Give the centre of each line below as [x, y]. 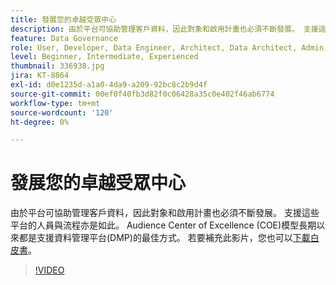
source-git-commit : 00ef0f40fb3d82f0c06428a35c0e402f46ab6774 [142, 94]
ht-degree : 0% [40, 122]
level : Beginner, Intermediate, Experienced [104, 57]
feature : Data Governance [64, 38]
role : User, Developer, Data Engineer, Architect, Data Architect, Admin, [169, 47]
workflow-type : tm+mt [55, 103]
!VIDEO [49, 270]
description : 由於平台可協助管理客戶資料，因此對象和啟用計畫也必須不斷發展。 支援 [164, 29]
